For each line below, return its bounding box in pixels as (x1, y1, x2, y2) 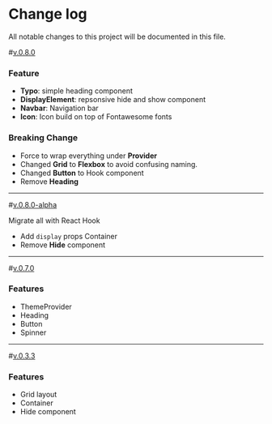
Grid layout (19, 390, 57, 400)
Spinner (19, 328, 47, 337)
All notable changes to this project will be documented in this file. (8, 32, 227, 41)
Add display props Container (19, 231, 118, 241)
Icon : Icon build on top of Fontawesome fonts (19, 112, 172, 122)
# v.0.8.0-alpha (8, 199, 57, 209)
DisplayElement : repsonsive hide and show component (19, 95, 206, 105)
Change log (8, 5, 87, 24)
